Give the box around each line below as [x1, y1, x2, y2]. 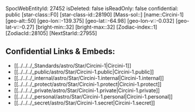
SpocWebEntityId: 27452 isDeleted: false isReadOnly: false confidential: [5, 5, 179, 12]
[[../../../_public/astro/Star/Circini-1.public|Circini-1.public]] [13, 68, 154, 75]
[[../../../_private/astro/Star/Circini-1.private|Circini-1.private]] [13, 87, 160, 94]
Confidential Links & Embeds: [5, 47, 115, 57]
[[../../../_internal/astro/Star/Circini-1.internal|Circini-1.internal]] [13, 74, 165, 81]
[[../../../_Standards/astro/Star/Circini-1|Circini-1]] [13, 62, 132, 69]
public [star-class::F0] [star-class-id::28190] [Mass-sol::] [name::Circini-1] [5, 11, 184, 18]
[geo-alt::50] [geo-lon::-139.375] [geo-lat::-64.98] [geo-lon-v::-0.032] [5, 17, 175, 24]
